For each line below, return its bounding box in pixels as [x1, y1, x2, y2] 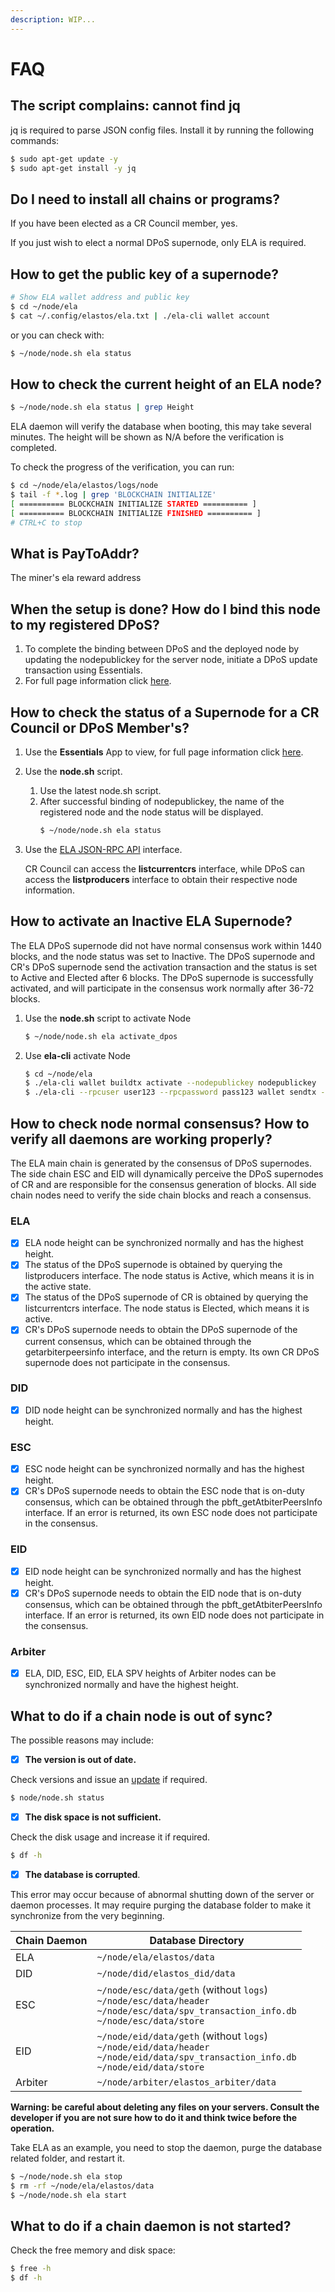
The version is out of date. [24, 1753, 137, 1765]
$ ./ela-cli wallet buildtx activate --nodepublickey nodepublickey [24, 1078, 317, 1088]
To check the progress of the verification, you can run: [10, 461, 235, 473]
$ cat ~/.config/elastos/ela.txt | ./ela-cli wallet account [10, 311, 271, 321]
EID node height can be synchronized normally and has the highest [24, 1565, 302, 1577]
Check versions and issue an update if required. [10, 1773, 208, 1785]
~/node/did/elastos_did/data [96, 1967, 236, 1979]
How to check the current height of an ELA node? [10, 376, 323, 393]
